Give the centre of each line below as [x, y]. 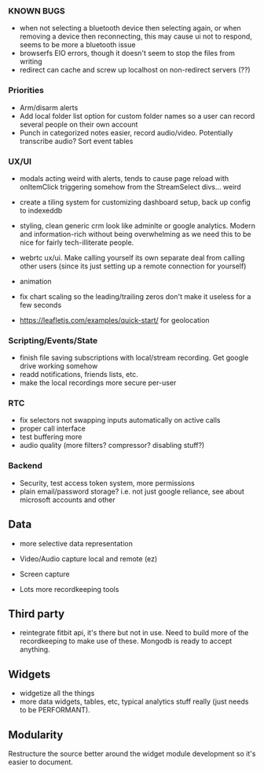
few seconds [40, 305]
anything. [35, 649]
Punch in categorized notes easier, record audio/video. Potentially [126, 132]
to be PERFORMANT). [55, 710]
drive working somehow [59, 366]
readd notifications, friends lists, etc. [79, 375]
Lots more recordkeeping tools [69, 589]
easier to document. [40, 762]
